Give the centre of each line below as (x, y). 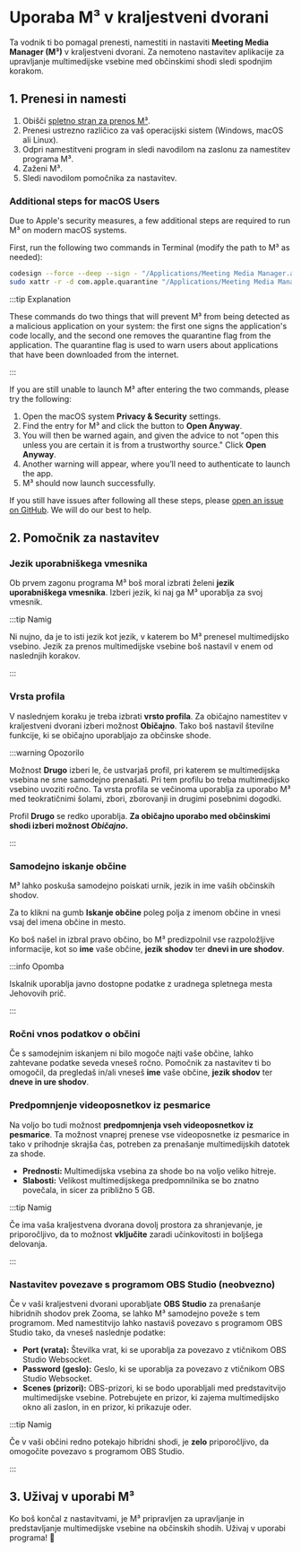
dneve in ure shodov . (49, 1082)
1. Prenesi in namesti (68, 99)
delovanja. (28, 1243)
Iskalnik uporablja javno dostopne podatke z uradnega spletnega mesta (141, 984)
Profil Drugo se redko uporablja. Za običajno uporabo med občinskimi (140, 815)
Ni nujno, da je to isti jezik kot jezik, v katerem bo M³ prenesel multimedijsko (149, 637)
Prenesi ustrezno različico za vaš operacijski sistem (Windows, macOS (153, 130)
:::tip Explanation (40, 299)
